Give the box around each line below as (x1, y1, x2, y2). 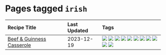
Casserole (7, 42, 31, 49)
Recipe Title (7, 24, 37, 31)
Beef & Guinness (7, 35, 46, 42)
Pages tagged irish (5, 3, 87, 14)
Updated (67, 27, 88, 34)
